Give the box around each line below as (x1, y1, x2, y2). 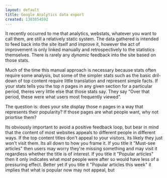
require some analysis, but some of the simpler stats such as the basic (5, 73, 151, 79)
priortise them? (5, 114, 37, 121)
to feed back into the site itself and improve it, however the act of (5, 41, 140, 47)
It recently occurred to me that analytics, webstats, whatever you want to (5, 31, 157, 37)
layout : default (5, 7, 39, 13)
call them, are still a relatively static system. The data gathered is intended (5, 36, 159, 42)
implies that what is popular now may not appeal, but (5, 167, 115, 173)
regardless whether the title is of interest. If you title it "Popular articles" (5, 151, 154, 157)
